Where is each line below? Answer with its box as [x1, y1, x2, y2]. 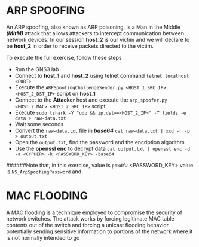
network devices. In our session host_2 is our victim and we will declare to [6, 36, 190, 43]
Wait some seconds [14, 120, 64, 127]
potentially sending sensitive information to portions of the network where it [6, 228, 193, 235]
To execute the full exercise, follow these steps [6, 54, 122, 61]
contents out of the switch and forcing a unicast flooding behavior [6, 221, 169, 228]
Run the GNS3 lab [14, 65, 59, 72]
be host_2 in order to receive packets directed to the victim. [6, 42, 154, 50]
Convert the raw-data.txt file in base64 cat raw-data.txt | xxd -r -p [14, 127, 190, 134]
